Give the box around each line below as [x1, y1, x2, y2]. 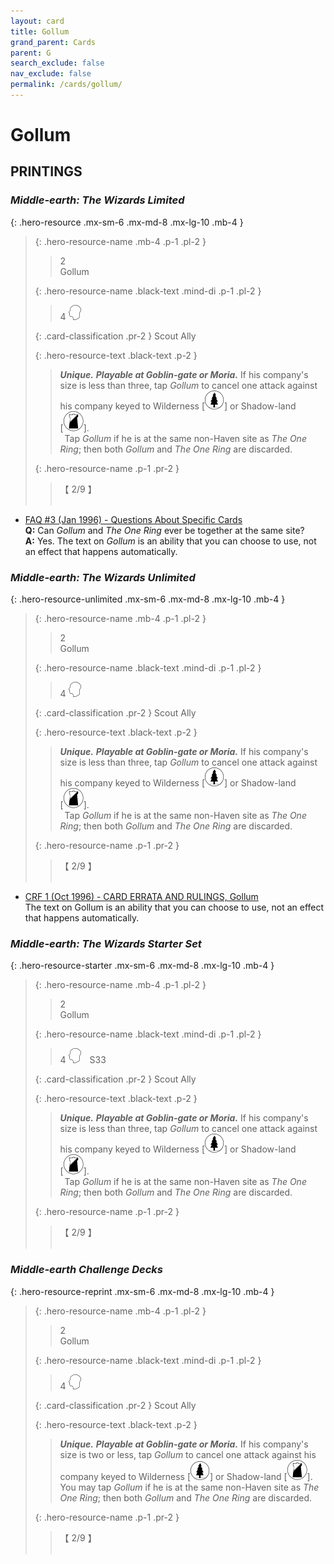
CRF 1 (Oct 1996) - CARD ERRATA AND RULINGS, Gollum [24, 891, 259, 903]
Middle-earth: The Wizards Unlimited [10, 570, 196, 584]
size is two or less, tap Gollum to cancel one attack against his [59, 1448, 317, 1460]
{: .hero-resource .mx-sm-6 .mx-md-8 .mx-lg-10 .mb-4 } [10, 216, 244, 228]
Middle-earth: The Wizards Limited [10, 193, 185, 207]
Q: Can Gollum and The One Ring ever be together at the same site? [24, 524, 305, 536]
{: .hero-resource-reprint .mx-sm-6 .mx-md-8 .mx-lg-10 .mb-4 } [10, 1285, 275, 1297]
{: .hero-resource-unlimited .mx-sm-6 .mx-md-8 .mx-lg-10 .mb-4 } [10, 593, 286, 605]
